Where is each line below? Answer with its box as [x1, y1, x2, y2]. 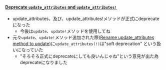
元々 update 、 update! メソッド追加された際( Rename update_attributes [12, 34, 154, 40]
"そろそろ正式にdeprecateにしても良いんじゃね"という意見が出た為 [19, 53, 159, 59]
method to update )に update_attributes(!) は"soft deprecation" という [12, 40, 157, 47]
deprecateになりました [19, 59, 67, 65]
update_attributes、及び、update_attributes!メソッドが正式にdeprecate [12, 15, 159, 22]
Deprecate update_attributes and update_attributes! [5, 4, 117, 10]
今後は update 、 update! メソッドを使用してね [19, 28, 111, 34]
